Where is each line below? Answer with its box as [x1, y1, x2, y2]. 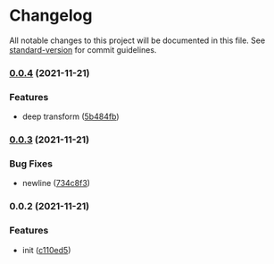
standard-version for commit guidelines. [9, 44, 157, 55]
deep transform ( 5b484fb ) [21, 111, 120, 122]
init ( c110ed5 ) [21, 244, 71, 255]
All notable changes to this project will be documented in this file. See [9, 35, 266, 46]
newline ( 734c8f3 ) [21, 178, 91, 189]
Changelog [9, 5, 93, 26]
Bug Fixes [9, 158, 54, 170]
